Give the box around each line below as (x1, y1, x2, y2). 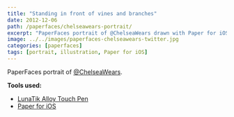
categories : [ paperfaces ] (7, 42, 82, 49)
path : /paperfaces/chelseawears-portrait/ (7, 23, 132, 30)
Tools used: (7, 81, 42, 89)
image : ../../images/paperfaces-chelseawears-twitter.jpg (7, 36, 179, 43)
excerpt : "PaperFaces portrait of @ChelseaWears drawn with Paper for (7, 29, 217, 37)
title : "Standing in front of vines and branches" (7, 10, 157, 17)
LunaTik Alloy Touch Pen (17, 94, 88, 102)
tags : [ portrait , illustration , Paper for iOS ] (7, 49, 148, 56)
